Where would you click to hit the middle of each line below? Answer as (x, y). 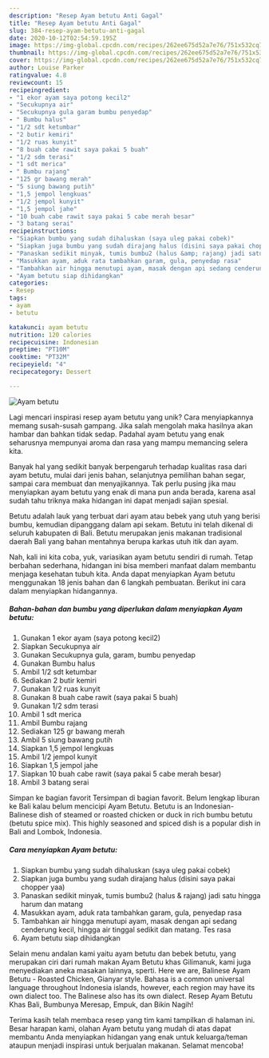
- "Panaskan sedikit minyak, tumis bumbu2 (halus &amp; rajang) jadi (127, 253)
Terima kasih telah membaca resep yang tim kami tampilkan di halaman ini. (132, 1020)
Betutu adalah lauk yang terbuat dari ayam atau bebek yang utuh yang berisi (134, 515)
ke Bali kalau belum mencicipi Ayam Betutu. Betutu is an (101, 806)
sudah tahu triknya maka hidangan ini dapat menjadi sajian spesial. (119, 500)
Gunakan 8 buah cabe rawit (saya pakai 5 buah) (99, 697)
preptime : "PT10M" (40, 350)
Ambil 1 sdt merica (51, 714)
